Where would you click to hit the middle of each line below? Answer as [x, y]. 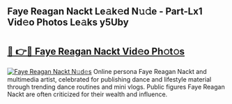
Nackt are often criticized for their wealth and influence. [87, 94]
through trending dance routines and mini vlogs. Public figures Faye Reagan [116, 87]
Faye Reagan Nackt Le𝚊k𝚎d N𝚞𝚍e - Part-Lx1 [105, 12]
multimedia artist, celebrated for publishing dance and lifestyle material [109, 79]
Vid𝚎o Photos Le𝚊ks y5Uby [68, 23]
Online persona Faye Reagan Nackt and [150, 72]
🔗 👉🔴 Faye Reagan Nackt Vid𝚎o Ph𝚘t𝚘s [96, 51]
